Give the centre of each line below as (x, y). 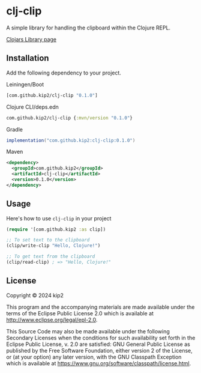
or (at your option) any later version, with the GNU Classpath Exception (94, 357)
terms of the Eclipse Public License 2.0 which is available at (80, 313)
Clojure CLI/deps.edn (32, 107)
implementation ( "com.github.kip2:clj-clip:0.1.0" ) (71, 140)
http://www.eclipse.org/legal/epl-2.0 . (52, 320)
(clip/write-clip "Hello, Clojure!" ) (53, 246)
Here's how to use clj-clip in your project (59, 218)
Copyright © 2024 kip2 (35, 295)
